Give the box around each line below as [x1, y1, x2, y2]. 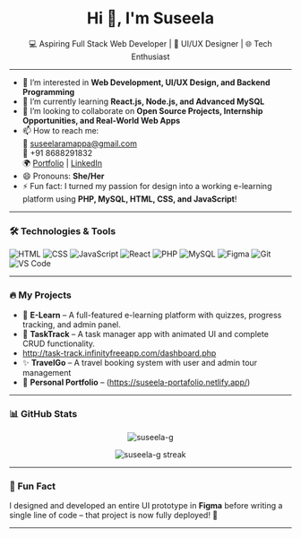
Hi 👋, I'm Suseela [86, 8, 215, 29]
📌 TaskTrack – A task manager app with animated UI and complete [21, 328, 269, 339]
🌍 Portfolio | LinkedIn [21, 157, 103, 169]
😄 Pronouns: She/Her [21, 170, 105, 181]
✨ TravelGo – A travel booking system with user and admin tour [21, 357, 258, 368]
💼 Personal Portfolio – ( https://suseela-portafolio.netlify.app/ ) [21, 377, 251, 387]
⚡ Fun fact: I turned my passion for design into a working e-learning [21, 180, 272, 191]
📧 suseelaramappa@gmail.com [21, 138, 137, 149]
